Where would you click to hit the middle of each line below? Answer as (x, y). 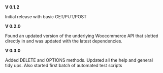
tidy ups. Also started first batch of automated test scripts (64, 65)
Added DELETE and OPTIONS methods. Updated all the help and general (79, 60)
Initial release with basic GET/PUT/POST (46, 17)
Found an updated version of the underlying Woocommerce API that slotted (82, 36)
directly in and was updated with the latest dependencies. (64, 41)
